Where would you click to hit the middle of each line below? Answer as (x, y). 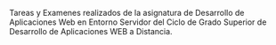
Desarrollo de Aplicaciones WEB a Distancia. (91, 31)
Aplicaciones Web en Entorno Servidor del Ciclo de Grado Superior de (138, 22)
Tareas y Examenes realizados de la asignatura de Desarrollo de (127, 13)
